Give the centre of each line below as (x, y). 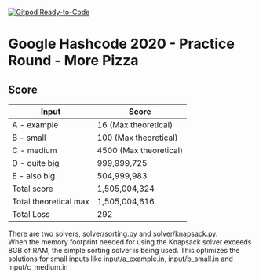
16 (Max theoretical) (135, 125)
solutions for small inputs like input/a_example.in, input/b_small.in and (121, 259)
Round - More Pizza (73, 61)
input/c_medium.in (38, 267)
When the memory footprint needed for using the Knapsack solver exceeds (130, 242)
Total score (33, 189)
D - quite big (36, 163)
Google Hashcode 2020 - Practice (122, 44)
